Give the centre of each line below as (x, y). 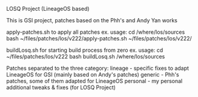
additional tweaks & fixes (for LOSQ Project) (61, 87)
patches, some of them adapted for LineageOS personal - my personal (94, 81)
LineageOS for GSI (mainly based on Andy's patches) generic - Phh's (93, 74)
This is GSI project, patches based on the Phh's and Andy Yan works (92, 20)
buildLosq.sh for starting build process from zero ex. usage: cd (85, 50)
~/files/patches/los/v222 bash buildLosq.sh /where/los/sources (86, 56)
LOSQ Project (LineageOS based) (48, 9)
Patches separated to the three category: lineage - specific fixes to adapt (98, 68)
